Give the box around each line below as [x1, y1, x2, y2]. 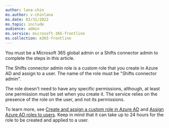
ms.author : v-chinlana [5, 12, 53, 17]
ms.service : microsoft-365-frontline [5, 31, 85, 36]
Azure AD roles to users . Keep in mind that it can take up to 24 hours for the [5, 111, 164, 117]
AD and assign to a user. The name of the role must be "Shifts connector [5, 70, 157, 76]
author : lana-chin [5, 7, 44, 13]
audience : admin [5, 26, 40, 31]
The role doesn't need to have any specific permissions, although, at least [5, 85, 160, 91]
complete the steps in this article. [5, 55, 75, 61]
